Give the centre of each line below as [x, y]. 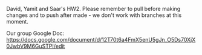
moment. [17, 21]
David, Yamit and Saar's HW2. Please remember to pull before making [93, 9]
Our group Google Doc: [35, 33]
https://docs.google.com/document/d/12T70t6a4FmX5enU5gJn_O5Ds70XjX [101, 40]
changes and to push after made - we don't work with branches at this [94, 15]
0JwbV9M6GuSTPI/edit [36, 46]
